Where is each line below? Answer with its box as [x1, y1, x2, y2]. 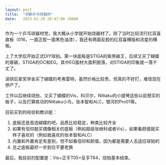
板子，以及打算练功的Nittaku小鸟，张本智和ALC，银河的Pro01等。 [5, 99, 139, 105]
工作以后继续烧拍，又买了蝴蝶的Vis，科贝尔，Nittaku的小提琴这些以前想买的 [5, 93, 161, 99]
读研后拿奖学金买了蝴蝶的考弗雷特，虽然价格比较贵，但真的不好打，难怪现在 [5, 76, 161, 82]
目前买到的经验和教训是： [5, 109, 57, 115]
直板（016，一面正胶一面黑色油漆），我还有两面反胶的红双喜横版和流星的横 [5, 36, 158, 42]
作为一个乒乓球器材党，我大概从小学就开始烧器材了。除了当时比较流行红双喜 [5, 31, 161, 36]
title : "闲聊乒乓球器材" [5, 12, 53, 17]
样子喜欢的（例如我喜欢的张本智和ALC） [12, 132, 95, 138]
